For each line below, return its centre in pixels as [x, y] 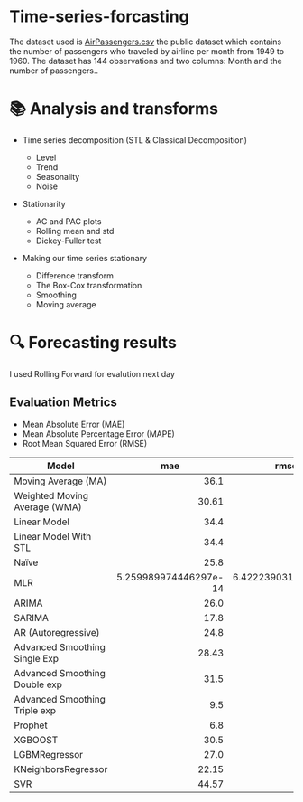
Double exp [38, 684]
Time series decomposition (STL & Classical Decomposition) [135, 140]
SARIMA [32, 618]
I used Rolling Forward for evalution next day [92, 373]
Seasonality [58, 176]
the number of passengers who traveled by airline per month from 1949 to [147, 51]
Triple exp [35, 710]
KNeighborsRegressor [61, 769]
